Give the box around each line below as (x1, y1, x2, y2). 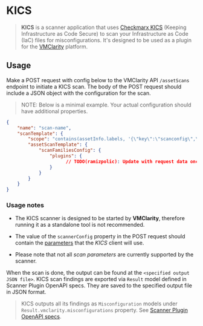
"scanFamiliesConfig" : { (38, 148, 101, 154)
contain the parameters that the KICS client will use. (14, 240, 144, 247)
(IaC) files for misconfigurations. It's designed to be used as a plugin (21, 36, 192, 44)
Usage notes (6, 201, 44, 209)
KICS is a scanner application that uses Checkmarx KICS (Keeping (21, 24, 187, 31)
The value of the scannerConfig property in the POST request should (14, 233, 185, 240)
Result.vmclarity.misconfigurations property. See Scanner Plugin (21, 307, 188, 314)
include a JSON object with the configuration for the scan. (6, 89, 151, 97)
